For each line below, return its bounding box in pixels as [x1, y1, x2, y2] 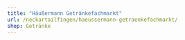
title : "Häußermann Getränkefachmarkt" [7, 9, 123, 17]
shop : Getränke [7, 22, 51, 29]
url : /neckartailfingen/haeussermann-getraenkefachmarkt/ [7, 16, 178, 23]
